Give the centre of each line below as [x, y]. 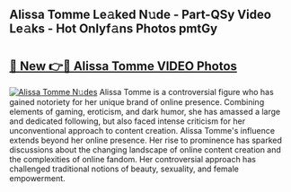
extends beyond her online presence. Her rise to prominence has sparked [146, 140]
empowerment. [37, 178]
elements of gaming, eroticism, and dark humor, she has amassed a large [145, 112]
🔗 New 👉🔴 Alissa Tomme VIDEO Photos [123, 66]
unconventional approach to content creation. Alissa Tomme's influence [142, 131]
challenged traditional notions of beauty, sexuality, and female [124, 169]
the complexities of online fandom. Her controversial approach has [132, 159]
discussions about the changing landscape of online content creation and [145, 150]
